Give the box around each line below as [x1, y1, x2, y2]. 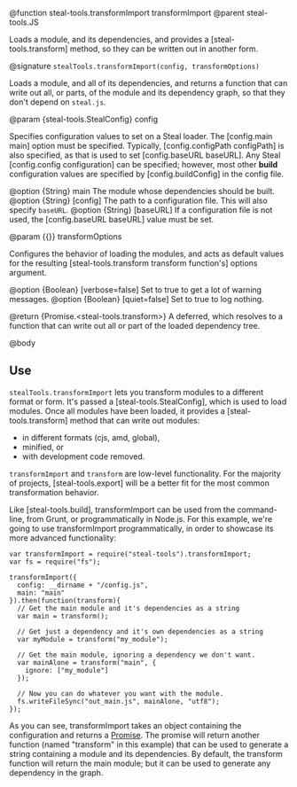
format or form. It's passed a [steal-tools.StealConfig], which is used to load [9, 396, 287, 407]
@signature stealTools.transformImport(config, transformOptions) [9, 61, 260, 71]
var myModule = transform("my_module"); [17, 635, 168, 643]
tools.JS [9, 17, 40, 27]
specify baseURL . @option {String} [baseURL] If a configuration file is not [9, 205, 273, 215]
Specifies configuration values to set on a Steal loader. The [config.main [9, 131, 273, 141]
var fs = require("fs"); [9, 557, 101, 566]
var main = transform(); [17, 612, 109, 620]
